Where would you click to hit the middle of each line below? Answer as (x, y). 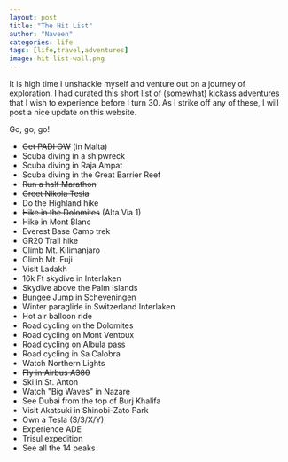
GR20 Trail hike (50, 241)
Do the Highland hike (60, 203)
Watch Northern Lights (63, 363)
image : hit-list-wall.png (57, 59)
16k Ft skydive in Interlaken (71, 278)
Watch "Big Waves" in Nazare (76, 392)
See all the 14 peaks (58, 448)
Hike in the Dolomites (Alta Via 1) (82, 212)
